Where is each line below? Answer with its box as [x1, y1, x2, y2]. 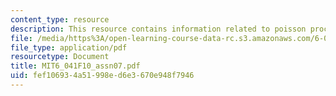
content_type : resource [10, 14, 110, 25]
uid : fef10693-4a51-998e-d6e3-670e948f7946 [10, 71, 195, 81]
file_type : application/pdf [10, 42, 128, 53]
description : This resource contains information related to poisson [10, 24, 307, 34]
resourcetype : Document [10, 52, 110, 62]
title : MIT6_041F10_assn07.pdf [10, 61, 141, 71]
